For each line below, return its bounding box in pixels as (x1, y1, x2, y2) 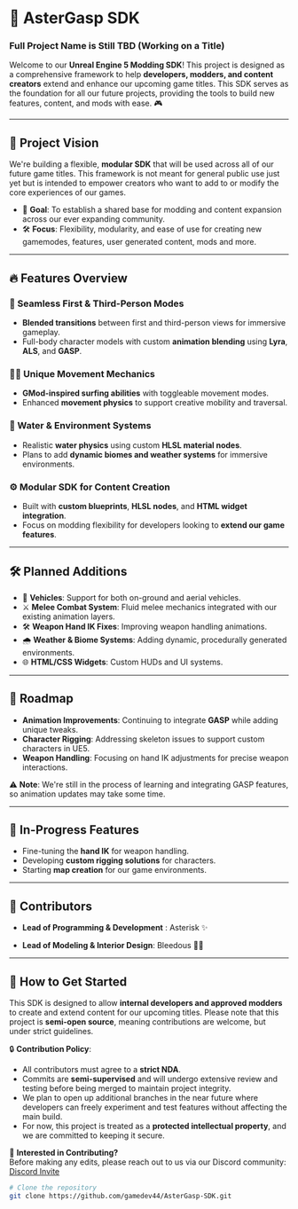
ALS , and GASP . (21, 345, 82, 356)
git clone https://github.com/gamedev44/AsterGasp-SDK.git (9, 1191, 232, 1200)
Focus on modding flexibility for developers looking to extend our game (21, 519, 286, 530)
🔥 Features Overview (9, 271, 129, 286)
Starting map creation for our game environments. (21, 865, 207, 875)
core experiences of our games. (9, 187, 127, 198)
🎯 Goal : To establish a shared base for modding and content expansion (21, 204, 282, 216)
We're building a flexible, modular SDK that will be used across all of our (9, 159, 275, 169)
